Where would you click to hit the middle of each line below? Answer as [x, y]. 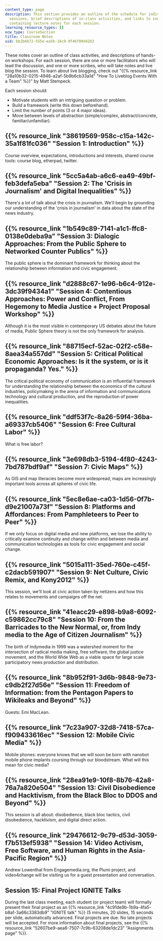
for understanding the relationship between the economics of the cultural [78, 386]
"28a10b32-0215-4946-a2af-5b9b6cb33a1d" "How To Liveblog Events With [81, 76]
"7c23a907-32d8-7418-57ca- [108, 728]
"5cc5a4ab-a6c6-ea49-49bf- [109, 176]
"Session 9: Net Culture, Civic [102, 572]
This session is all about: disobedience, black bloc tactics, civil [67, 815]
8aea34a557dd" [30, 354]
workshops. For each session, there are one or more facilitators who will [83, 60]
